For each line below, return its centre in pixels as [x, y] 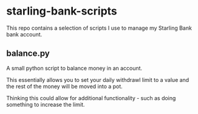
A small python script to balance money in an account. [74, 68]
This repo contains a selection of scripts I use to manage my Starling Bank [99, 28]
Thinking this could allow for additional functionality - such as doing [91, 98]
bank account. [24, 34]
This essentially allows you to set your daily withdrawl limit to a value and [98, 79]
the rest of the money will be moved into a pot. [64, 86]
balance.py [28, 54]
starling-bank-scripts [62, 11]
